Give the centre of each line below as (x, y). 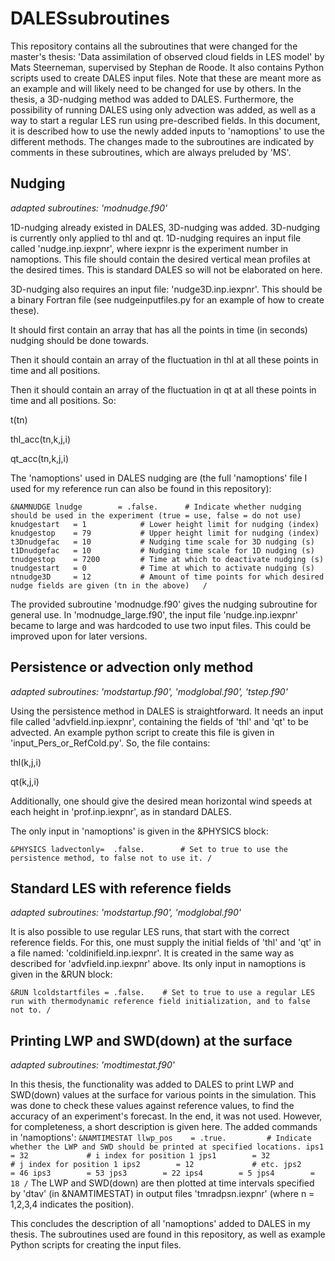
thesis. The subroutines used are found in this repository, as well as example (168, 1234)
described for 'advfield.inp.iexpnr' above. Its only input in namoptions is (158, 964)
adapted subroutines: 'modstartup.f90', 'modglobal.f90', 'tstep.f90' (149, 691)
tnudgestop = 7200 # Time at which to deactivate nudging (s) (167, 559)
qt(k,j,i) (25, 781)
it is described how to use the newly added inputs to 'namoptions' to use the (168, 131)
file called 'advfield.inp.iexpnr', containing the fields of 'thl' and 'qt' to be (159, 721)
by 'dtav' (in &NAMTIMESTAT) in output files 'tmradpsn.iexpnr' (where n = (162, 1194)
